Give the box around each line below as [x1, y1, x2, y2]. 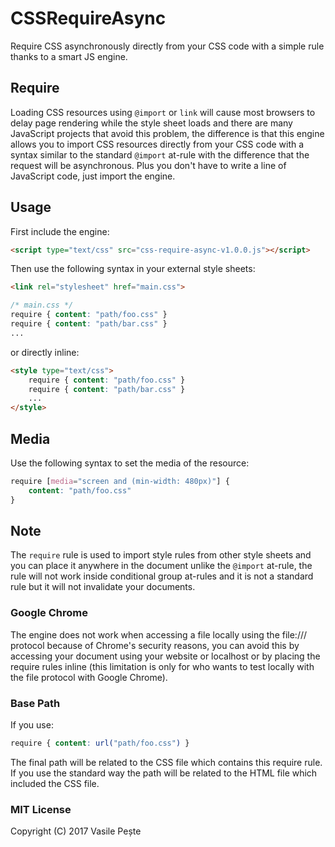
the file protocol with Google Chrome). [10, 671, 168, 683]
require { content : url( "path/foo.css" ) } [10, 738, 190, 749]
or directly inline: [10, 346, 80, 358]
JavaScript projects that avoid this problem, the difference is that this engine [10, 127, 325, 139]
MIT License [10, 802, 72, 816]
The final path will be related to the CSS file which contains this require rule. [10, 756, 323, 768]
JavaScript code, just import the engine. [10, 170, 176, 182]
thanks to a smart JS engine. [10, 50, 128, 62]
